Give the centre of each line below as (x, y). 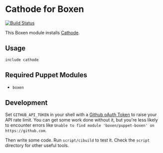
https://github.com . (26, 131)
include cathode (22, 60)
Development (27, 102)
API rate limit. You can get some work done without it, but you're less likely (81, 120)
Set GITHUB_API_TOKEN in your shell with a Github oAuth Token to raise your (81, 115)
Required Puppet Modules (46, 75)
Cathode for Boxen (45, 9)
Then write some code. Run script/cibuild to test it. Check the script (78, 140)
